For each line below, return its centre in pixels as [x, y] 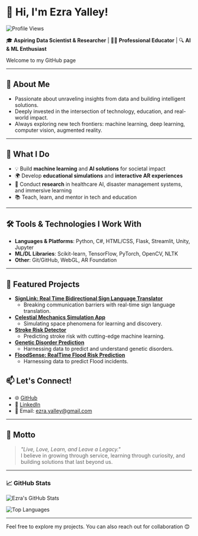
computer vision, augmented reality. [58, 130]
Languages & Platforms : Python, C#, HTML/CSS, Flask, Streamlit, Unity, [102, 241]
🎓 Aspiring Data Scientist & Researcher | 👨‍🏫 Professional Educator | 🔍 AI [98, 40]
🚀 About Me [28, 84]
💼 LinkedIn [27, 404]
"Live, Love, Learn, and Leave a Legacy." [70, 449]
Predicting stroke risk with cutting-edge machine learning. [94, 336]
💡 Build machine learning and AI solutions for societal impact [90, 169]
